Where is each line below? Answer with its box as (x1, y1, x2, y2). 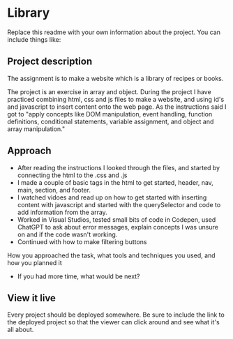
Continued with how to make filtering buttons (17, 237, 148, 246)
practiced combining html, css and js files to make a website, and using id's (7, 95, 225, 103)
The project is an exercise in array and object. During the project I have (7, 87, 211, 96)
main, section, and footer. (17, 186, 91, 194)
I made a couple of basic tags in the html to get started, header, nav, (17, 178, 214, 186)
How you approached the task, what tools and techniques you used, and (7, 251, 216, 259)
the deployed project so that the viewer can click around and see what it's (7, 318, 220, 326)
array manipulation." (7, 124, 66, 133)
